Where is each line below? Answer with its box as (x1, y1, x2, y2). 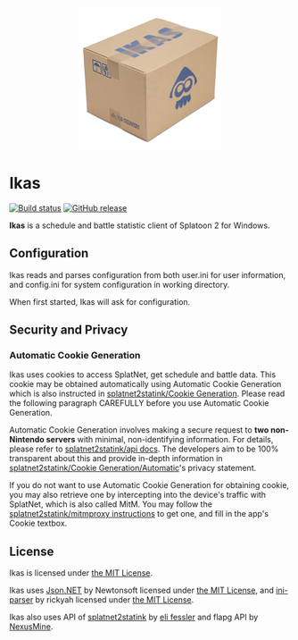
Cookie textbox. (9, 518, 68, 529)
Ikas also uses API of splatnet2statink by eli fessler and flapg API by (9, 611, 259, 623)
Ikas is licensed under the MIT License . (9, 568, 153, 578)
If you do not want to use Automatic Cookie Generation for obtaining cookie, (9, 480, 290, 491)
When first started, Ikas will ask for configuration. (9, 296, 191, 307)
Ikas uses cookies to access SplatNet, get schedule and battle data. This (9, 369, 277, 380)
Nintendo (9, 434, 45, 445)
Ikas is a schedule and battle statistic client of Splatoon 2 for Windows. (9, 220, 270, 231)
